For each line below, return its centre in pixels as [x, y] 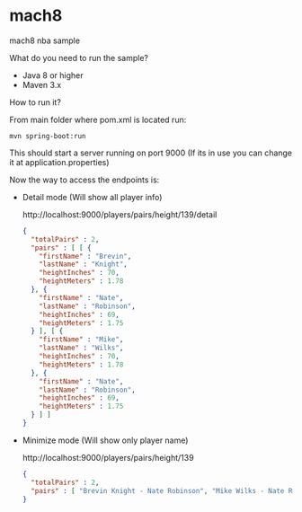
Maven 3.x [42, 84]
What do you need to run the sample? [79, 57]
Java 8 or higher [53, 75]
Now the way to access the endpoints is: [84, 180]
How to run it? [35, 102]
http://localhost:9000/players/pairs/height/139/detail [120, 214]
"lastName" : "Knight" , [83, 265]
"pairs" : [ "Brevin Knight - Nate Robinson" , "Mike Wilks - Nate [158, 490]
